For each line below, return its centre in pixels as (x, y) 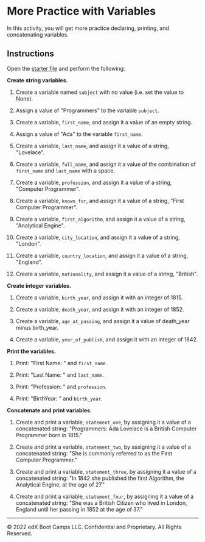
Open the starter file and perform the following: (66, 68)
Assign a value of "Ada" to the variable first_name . (79, 134)
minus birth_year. (37, 327)
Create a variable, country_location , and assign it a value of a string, (102, 255)
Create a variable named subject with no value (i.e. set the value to (100, 92)
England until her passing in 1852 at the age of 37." (79, 509)
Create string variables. (37, 80)
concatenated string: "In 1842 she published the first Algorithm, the (100, 478)
